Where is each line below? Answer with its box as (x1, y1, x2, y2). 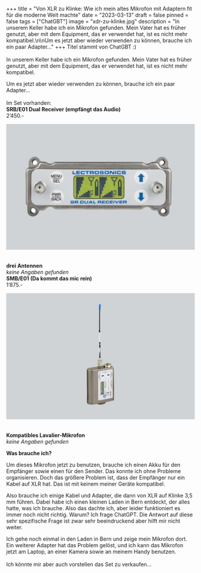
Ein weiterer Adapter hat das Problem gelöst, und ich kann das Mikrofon (6, 541, 184, 548)
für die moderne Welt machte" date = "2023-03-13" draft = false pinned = (6, 11, 189, 19)
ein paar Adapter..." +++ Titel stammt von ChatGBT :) (6, 43, 136, 50)
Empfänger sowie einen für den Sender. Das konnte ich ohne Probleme (6, 467, 181, 475)
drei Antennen (6, 262, 43, 269)
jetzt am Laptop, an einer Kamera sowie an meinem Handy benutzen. (6, 548, 176, 555)
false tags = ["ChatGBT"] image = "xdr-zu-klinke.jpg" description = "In (6, 18, 180, 25)
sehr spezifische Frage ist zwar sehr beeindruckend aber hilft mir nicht (6, 517, 181, 525)
